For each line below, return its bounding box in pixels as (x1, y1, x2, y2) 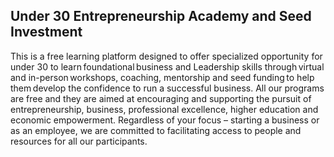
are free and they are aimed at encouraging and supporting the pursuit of (10, 92, 312, 104)
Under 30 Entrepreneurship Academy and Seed (10, 8, 312, 25)
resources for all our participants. (10, 135, 148, 147)
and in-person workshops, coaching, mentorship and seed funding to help (10, 71, 315, 83)
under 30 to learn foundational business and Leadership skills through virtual (10, 60, 325, 73)
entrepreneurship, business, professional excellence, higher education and (10, 103, 319, 115)
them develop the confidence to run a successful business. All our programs (10, 82, 325, 94)
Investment (10, 24, 83, 41)
